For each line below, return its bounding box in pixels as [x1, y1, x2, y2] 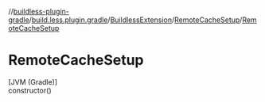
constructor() [8, 85, 52, 95]
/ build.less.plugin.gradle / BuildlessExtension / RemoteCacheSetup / [29, 15, 243, 25]
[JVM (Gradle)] [8, 77, 58, 86]
